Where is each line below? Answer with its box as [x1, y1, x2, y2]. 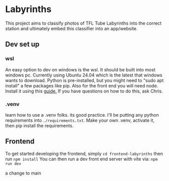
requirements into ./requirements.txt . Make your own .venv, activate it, [5, 117, 155, 123]
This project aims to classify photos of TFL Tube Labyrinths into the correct [5, 20, 162, 26]
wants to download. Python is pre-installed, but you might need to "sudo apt [5, 77, 164, 83]
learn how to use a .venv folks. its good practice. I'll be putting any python [5, 112, 159, 118]
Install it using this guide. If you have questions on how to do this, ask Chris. [5, 88, 163, 94]
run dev [5, 161, 22, 166]
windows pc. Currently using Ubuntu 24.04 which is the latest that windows [5, 72, 162, 78]
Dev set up [5, 40, 40, 49]
